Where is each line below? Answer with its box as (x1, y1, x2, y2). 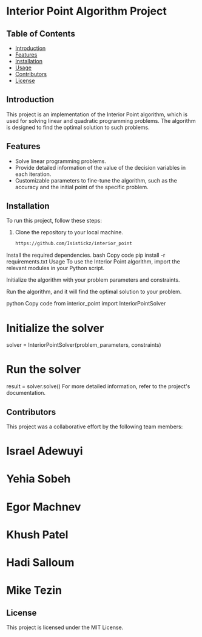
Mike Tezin (6, 583, 62, 597)
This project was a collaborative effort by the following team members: (6, 423, 183, 430)
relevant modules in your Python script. (6, 265, 105, 272)
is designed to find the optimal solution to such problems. (6, 124, 150, 131)
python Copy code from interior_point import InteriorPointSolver (6, 300, 166, 307)
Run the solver (6, 363, 81, 377)
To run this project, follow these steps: (6, 217, 102, 225)
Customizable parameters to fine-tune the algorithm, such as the (15, 176, 177, 184)
